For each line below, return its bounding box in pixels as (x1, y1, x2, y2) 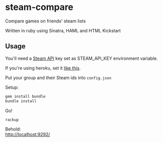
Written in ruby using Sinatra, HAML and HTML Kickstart (5, 27, 121, 33)
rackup (5, 117, 19, 122)
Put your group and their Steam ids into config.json (5, 74, 112, 81)
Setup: (5, 84, 19, 90)
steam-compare (5, 1, 74, 13)
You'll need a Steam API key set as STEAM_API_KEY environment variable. (5, 55, 158, 61)
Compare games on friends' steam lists (5, 18, 86, 24)
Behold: (5, 126, 21, 132)
